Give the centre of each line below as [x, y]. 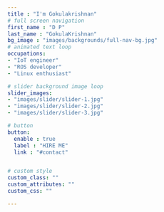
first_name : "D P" [36, 27]
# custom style [30, 171]
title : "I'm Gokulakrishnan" [52, 14]
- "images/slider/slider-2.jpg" [55, 106]
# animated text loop [40, 47]
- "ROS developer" [35, 67]
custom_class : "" [33, 178]
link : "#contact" [41, 152]
